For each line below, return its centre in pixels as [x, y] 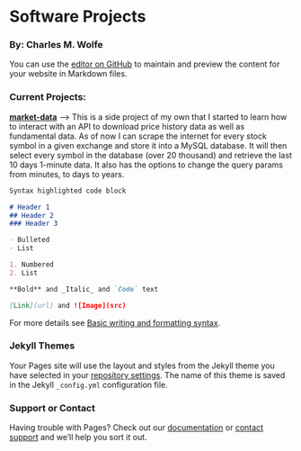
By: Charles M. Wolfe [56, 45]
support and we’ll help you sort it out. [78, 437]
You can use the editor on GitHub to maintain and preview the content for [145, 64]
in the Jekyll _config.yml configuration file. [89, 384]
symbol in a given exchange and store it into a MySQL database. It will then [148, 145]
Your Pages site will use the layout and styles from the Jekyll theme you [142, 365]
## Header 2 [31, 215]
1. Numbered [31, 265]
